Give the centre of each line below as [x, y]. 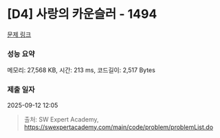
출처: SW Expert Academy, [61, 119]
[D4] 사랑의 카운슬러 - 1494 [82, 14]
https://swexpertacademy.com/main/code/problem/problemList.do [119, 127]
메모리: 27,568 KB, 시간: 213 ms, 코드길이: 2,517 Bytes [81, 70]
